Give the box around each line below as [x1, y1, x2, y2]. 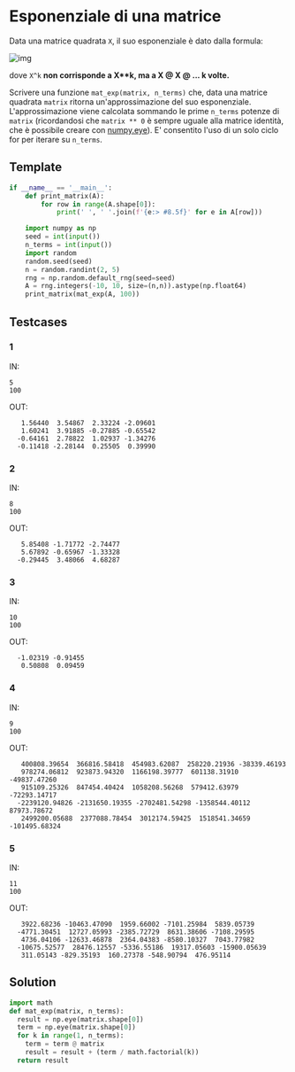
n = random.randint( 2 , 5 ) [25, 265, 121, 274]
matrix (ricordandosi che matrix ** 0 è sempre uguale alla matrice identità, [9, 115, 284, 126]
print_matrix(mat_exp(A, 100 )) [25, 290, 140, 299]
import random [25, 248, 77, 258]
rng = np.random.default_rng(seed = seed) [25, 273, 176, 283]
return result [17, 1056, 69, 1065]
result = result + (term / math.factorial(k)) [25, 1048, 200, 1057]
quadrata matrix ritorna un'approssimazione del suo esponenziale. [9, 96, 252, 107]
